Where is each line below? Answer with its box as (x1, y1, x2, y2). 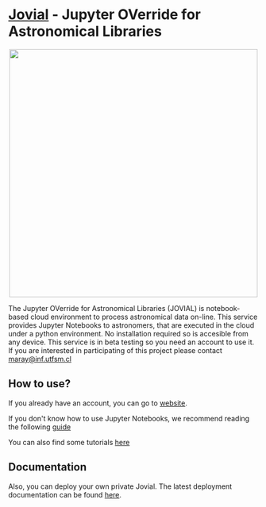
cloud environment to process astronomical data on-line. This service (30, 312, 258, 321)
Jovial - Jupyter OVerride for (8, 6, 201, 24)
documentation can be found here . (8, 490, 121, 499)
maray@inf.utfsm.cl (8, 354, 71, 363)
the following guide (8, 422, 71, 432)
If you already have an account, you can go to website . (8, 398, 188, 408)
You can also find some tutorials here (8, 437, 130, 447)
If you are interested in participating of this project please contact (8, 345, 222, 355)
